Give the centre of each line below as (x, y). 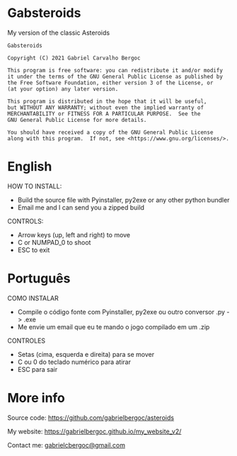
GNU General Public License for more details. (77, 120)
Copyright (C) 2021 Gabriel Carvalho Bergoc (74, 58)
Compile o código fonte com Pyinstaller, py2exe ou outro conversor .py (121, 312)
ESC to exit (34, 250)
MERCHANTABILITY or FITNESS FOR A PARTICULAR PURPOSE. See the (104, 114)
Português (39, 279)
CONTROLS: (25, 221)
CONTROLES (27, 341)
